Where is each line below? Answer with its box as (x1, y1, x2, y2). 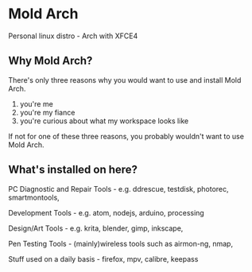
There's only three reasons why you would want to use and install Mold (8, 75, 242, 84)
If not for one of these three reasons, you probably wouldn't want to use (8, 131, 245, 141)
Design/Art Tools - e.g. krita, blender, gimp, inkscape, (8, 223, 184, 233)
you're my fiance (19, 107, 76, 117)
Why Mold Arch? (8, 54, 93, 68)
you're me (19, 99, 53, 108)
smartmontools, (8, 192, 60, 202)
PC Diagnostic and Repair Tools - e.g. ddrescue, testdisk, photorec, (8, 184, 229, 193)
